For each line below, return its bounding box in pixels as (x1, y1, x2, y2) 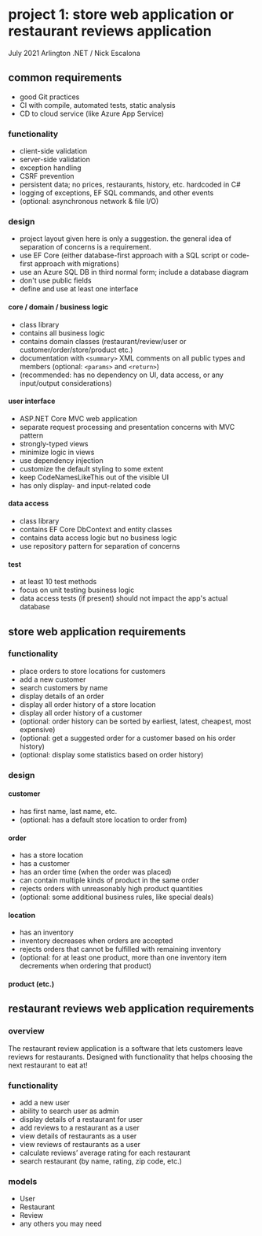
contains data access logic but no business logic (19, 533, 177, 542)
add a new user (19, 1097, 71, 1107)
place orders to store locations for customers (19, 666, 166, 675)
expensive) (19, 724, 56, 734)
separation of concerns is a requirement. (19, 242, 151, 252)
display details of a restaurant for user (19, 1114, 144, 1123)
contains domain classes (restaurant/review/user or (19, 336, 187, 346)
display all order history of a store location (19, 699, 156, 709)
